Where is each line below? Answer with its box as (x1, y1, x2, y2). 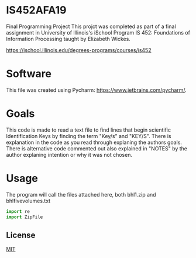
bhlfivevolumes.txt (6, 197, 51, 204)
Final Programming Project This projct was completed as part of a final (6, 23, 177, 30)
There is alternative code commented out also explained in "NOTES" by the (6, 145, 188, 152)
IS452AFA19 (6, 4, 67, 17)
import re (6, 208, 30, 214)
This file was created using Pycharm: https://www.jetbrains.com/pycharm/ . (6, 86, 187, 94)
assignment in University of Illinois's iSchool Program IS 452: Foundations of (6, 29, 190, 36)
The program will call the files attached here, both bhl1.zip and (6, 191, 156, 198)
